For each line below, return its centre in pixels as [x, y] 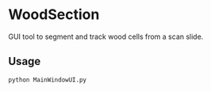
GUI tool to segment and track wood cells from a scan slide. [106, 36]
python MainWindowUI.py [48, 80]
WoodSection [54, 15]
